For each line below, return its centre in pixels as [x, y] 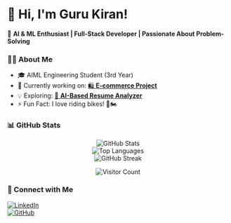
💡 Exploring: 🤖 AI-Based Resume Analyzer [80, 96]
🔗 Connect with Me [40, 190]
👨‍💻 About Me [30, 59]
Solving [19, 41]
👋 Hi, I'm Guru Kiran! [68, 14]
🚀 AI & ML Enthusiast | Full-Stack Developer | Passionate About [101, 34]
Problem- [210, 34]
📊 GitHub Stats [34, 126]
